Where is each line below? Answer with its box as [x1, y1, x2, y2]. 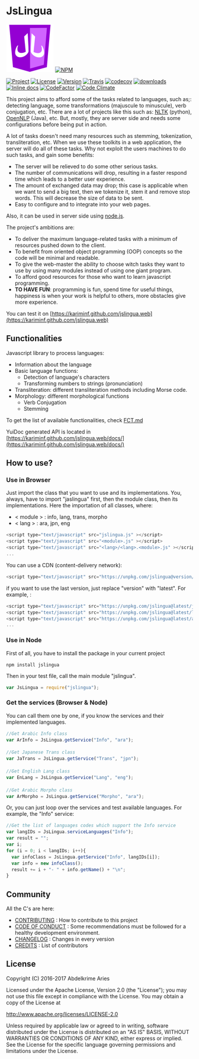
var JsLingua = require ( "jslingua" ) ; [6, 684, 99, 690]
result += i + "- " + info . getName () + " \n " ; [11, 866, 126, 872]
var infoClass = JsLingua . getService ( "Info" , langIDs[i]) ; [11, 854, 161, 860]
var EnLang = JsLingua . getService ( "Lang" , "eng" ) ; [6, 774, 134, 780]
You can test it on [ [6, 310, 52, 317]
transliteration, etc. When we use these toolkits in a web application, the [6, 139, 182, 146]
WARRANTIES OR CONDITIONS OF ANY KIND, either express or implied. [6, 1035, 182, 1042]
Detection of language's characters [23, 373, 110, 381]
